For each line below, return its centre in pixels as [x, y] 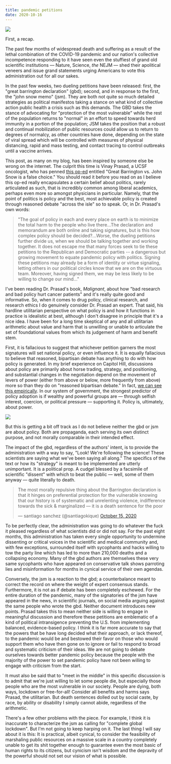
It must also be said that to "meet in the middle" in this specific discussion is [85, 675]
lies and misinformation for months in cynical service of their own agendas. [84, 569]
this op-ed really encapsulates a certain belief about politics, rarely [76, 182]
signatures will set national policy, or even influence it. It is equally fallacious [86, 353]
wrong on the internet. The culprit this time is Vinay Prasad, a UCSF [76, 166]
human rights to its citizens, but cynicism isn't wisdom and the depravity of [84, 750]
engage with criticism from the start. [43, 666]
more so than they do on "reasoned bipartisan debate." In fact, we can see [84, 385]
